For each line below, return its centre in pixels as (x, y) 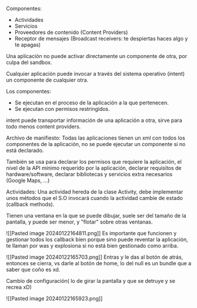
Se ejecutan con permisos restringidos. (62, 109)
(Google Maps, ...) (28, 180)
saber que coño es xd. (33, 270)
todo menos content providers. (44, 126)
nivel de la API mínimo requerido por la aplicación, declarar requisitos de (94, 168)
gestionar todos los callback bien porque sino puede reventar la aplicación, (97, 239)
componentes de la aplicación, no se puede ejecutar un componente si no (96, 144)
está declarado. (25, 150)
